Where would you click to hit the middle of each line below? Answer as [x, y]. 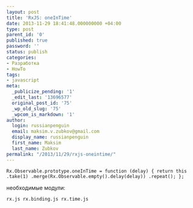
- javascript [23, 80]
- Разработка [23, 63]
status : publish [27, 52]
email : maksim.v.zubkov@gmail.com [56, 132]
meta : [13, 86]
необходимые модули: [36, 188]
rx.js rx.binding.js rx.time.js [47, 199]
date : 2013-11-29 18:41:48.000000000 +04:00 [64, 23]
